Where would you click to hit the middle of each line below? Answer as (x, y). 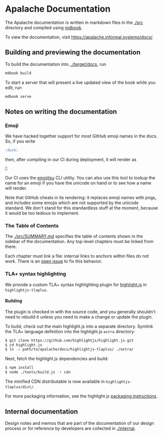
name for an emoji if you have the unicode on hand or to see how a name (78, 183)
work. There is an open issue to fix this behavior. (54, 261)
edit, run (13, 87)
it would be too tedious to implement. (42, 213)
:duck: (12, 150)
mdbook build (18, 73)
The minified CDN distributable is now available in (55, 381)
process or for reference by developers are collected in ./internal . (71, 428)
